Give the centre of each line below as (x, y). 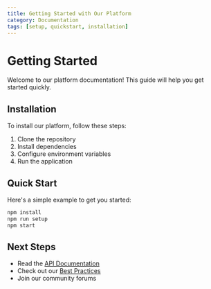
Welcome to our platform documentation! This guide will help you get (105, 80)
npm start (21, 225)
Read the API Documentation (58, 263)
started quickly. (29, 87)
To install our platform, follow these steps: (67, 126)
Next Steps (31, 247)
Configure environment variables (64, 154)
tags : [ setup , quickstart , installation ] (68, 26)
